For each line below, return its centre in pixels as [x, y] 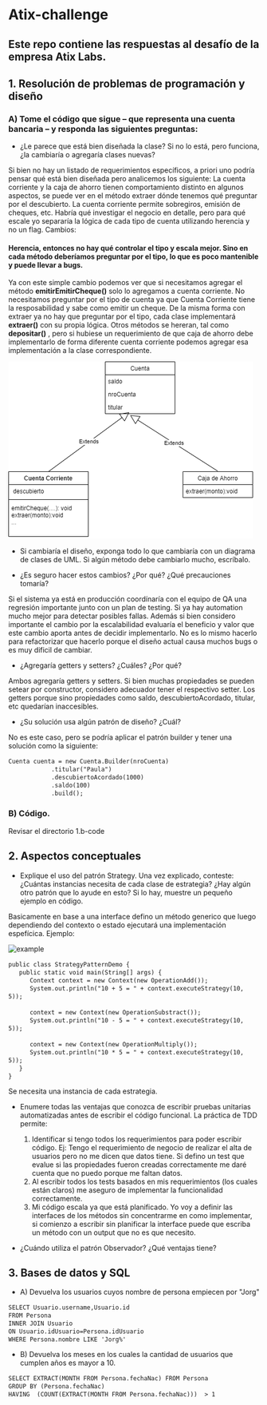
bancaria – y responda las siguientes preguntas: [103, 129]
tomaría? [34, 584]
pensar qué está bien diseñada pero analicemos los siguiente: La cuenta [127, 179]
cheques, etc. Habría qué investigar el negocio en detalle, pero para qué [127, 212]
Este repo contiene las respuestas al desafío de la [134, 44]
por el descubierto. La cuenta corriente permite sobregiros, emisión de [124, 204]
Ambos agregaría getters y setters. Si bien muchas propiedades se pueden [132, 681]
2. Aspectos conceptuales [75, 856]
